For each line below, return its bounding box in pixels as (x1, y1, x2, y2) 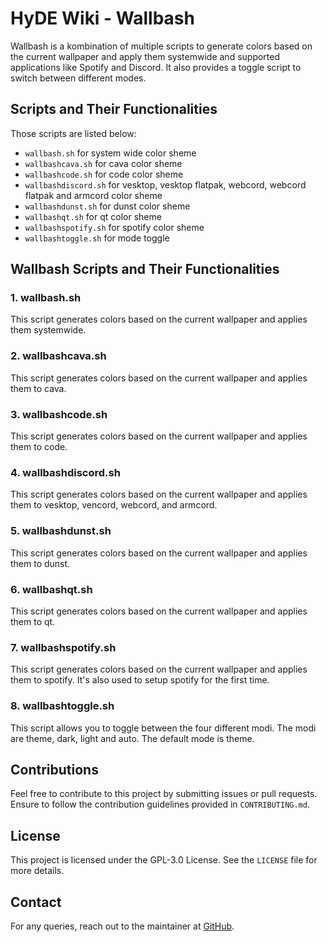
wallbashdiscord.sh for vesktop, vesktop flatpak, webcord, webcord (24, 178, 307, 191)
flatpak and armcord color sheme (24, 189, 163, 201)
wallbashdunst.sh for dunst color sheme (24, 200, 191, 212)
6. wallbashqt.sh (10, 582, 93, 596)
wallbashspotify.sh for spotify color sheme (24, 221, 205, 233)
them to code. (10, 441, 68, 453)
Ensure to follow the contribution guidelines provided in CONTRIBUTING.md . (10, 798, 310, 811)
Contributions (10, 761, 99, 778)
